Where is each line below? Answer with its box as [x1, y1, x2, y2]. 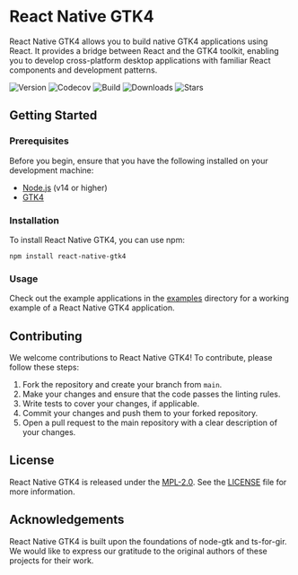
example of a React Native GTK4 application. [9, 302, 175, 313]
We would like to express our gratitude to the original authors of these [9, 545, 267, 556]
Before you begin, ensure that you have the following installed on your [9, 155, 268, 166]
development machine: [9, 164, 94, 176]
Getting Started [9, 108, 98, 123]
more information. [9, 486, 75, 497]
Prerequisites [9, 135, 69, 147]
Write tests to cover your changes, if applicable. [22, 398, 200, 409]
